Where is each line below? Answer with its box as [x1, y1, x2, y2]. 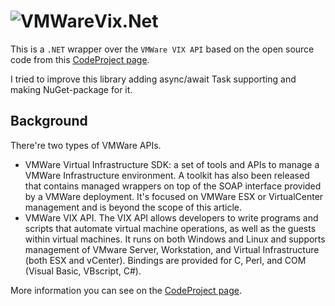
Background [10, 113, 88, 130]
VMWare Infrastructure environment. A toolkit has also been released [24, 169, 310, 181]
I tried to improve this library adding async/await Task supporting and [10, 73, 297, 85]
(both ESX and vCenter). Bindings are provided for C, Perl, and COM [24, 254, 307, 266]
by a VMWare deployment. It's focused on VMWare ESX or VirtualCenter [24, 190, 324, 202]
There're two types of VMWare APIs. [10, 139, 162, 151]
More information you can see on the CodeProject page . [10, 284, 242, 296]
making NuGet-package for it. [10, 83, 133, 95]
